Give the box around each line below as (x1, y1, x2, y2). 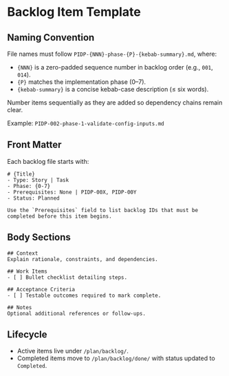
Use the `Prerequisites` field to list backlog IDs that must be (7, 207, 198, 213)
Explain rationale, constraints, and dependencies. (7, 255, 158, 262)
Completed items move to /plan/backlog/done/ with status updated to (17, 354, 215, 362)
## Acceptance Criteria (7, 286, 76, 293)
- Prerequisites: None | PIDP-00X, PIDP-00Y (7, 189, 137, 196)
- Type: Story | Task (7, 176, 69, 183)
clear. (7, 106, 23, 114)
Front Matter (7, 139, 62, 151)
